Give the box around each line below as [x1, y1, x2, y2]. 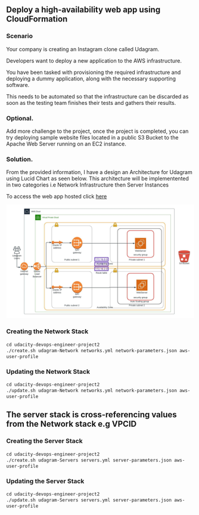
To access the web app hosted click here [6, 193, 107, 200]
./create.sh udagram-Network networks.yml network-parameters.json [6, 348, 178, 353]
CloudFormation [6, 14, 68, 24]
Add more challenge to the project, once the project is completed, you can [6, 128, 189, 135]
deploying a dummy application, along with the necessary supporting [6, 75, 176, 82]
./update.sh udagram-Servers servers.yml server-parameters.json [6, 497, 172, 503]
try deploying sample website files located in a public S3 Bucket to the [6, 134, 179, 141]
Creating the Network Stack [6, 327, 89, 336]
